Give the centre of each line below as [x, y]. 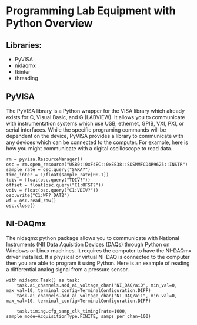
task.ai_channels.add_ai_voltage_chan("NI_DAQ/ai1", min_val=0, [97, 296]
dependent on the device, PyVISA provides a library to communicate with [95, 136]
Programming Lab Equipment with [91, 11]
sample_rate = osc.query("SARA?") [49, 169]
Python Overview [49, 23]
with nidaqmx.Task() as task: [43, 280]
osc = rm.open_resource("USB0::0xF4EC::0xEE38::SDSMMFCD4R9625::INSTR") [97, 164]
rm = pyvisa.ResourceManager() [44, 159]
